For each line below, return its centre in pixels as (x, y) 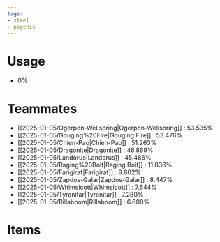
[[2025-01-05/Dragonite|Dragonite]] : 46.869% (85, 150)
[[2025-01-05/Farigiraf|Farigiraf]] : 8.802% (79, 172)
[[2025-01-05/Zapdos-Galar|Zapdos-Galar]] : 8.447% (95, 180)
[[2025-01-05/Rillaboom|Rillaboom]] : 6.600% (83, 202)
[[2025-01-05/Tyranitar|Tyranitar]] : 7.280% (80, 195)
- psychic (22, 27)
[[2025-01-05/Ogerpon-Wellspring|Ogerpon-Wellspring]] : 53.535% (115, 128)
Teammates (42, 108)
